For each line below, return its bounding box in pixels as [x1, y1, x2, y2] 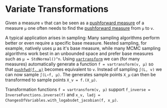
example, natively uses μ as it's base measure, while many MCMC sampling [5, 45, 161, 51]
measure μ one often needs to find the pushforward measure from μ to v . [5, 25, 155, 31]
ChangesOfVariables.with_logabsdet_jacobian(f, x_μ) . [5, 97, 118, 103]
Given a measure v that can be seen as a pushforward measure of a [5, 20, 145, 26]
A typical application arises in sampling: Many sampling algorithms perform [5, 35, 160, 41]
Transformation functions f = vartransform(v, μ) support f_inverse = [5, 86, 151, 92]
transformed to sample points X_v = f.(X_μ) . [5, 77, 97, 83]
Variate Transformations [5, 3, 109, 15]
